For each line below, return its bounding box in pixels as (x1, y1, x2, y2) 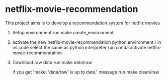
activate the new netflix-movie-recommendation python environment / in (12, 39, 162, 45)
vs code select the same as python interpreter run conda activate (12, 44, 147, 50)
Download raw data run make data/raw (12, 59, 92, 65)
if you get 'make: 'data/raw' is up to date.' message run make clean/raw (12, 69, 160, 75)
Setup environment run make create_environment (12, 29, 114, 35)
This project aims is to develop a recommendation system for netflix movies (5, 20, 160, 26)
